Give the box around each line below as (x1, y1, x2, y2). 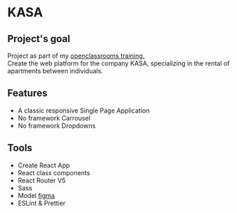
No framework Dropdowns (17, 121, 96, 130)
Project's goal (7, 33, 70, 45)
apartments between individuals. (7, 67, 103, 75)
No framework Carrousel (17, 113, 91, 122)
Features (7, 87, 48, 100)
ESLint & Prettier (17, 199, 66, 207)
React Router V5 (17, 176, 66, 185)
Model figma (17, 191, 56, 199)
